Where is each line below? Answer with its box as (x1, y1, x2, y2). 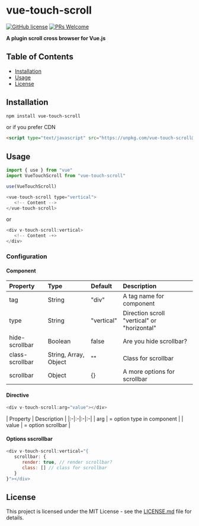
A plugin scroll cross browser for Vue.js (6, 34, 106, 41)
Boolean (47, 337, 71, 345)
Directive (6, 392, 30, 399)
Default (91, 282, 113, 290)
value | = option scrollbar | (6, 422, 70, 429)
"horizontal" (123, 324, 157, 332)
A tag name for (123, 292, 165, 300)
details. (6, 514, 24, 521)
